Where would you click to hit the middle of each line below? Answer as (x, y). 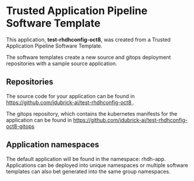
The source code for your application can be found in (70, 96)
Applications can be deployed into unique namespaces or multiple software (97, 165)
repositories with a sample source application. (62, 63)
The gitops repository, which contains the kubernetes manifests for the (92, 113)
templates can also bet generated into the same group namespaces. (89, 171)
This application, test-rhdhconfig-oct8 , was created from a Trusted (89, 39)
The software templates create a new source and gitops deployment (89, 57)
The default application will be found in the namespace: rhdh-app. (86, 159)
